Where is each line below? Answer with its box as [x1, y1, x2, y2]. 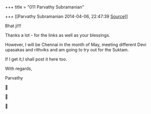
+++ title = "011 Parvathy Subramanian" [5, 4, 84, 10]
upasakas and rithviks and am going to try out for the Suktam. [5, 47, 129, 52]
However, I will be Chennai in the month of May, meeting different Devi [5, 42, 147, 48]
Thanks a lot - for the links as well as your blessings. [5, 33, 111, 38]
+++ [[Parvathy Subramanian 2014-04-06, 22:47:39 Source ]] [5, 14, 128, 19]
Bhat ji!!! [5, 23, 21, 29]
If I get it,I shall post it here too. [5, 56, 67, 62]
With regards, [5, 65, 33, 71]
